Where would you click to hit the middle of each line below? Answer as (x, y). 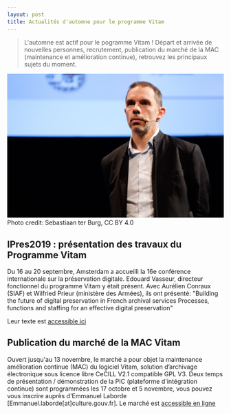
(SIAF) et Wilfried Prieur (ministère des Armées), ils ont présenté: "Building (113, 293)
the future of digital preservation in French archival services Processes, (108, 300)
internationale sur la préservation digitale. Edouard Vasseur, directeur (105, 279)
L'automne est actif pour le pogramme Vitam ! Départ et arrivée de (118, 42)
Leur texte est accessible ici (47, 321)
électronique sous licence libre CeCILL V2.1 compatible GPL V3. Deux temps (115, 373)
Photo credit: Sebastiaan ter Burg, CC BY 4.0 (70, 222)
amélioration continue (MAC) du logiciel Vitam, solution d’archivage (102, 367)
